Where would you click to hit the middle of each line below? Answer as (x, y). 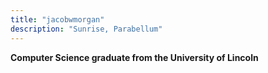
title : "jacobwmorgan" (57, 19)
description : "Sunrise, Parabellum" (86, 29)
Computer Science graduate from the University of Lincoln (134, 57)
